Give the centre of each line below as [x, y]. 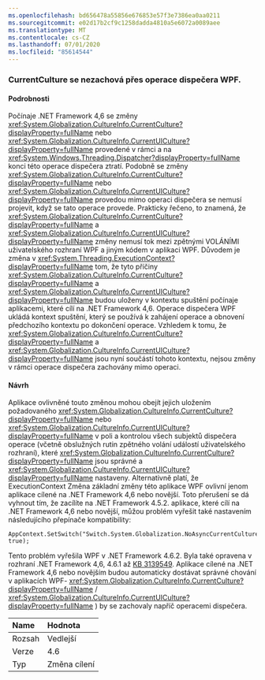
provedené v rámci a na [133, 150]
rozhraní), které [33, 453]
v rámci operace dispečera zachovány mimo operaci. [95, 367]
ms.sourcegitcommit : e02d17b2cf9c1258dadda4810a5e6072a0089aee [114, 23]
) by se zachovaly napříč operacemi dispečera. [171, 606]
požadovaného [32, 411]
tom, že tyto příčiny [126, 267]
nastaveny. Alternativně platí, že [146, 478]
